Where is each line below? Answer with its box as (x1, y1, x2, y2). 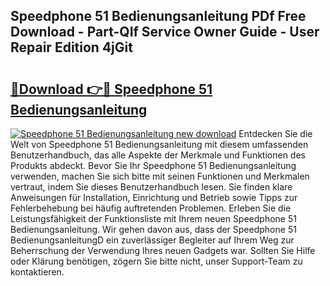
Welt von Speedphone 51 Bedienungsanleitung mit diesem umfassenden (10, 139, 309, 150)
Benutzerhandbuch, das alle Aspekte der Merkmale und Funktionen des (10, 149, 306, 161)
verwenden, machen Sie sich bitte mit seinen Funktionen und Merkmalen (10, 170, 310, 182)
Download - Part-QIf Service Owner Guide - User (10, 24, 320, 41)
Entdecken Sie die (238, 128, 313, 139)
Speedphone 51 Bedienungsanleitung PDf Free (10, 8, 307, 25)
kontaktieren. (10, 266, 65, 278)
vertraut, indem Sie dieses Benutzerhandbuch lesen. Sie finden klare (10, 181, 293, 193)
